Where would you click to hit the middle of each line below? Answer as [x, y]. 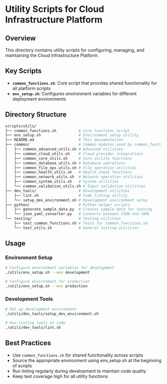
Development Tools [29, 299]
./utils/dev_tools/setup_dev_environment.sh [52, 314]
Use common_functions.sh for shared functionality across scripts [78, 355]
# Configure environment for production [48, 282]
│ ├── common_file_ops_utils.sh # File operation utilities [71, 168]
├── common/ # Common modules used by [69, 145]
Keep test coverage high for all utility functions [60, 376]
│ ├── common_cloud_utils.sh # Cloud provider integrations [74, 154]
